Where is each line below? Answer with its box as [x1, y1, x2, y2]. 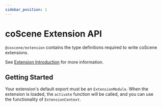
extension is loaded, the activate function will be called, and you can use [5, 91, 154, 97]
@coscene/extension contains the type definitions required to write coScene [5, 44, 157, 50]
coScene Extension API [5, 28, 102, 39]
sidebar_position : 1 [5, 7, 48, 12]
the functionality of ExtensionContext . [5, 96, 81, 103]
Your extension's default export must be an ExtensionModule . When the [5, 86, 149, 92]
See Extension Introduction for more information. [5, 59, 104, 65]
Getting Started [5, 73, 54, 81]
